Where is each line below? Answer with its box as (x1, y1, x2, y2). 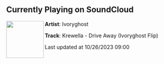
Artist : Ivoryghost (44, 20, 89, 27)
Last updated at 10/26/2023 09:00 (44, 43, 130, 50)
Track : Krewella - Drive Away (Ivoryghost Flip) (44, 32, 159, 39)
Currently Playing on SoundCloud (6, 5, 134, 15)
